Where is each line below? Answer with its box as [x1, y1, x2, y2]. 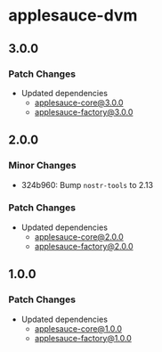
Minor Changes [8, 160, 77, 172]
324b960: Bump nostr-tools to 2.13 [20, 179, 153, 190]
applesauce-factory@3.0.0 [34, 106, 134, 117]
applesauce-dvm [8, 5, 138, 26]
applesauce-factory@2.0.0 [34, 241, 134, 251]
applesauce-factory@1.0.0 [34, 332, 133, 343]
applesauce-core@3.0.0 [34, 97, 124, 108]
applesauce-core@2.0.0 [34, 231, 124, 241]
